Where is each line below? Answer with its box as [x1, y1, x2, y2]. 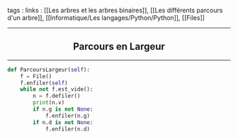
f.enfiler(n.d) [45, 126, 91, 133]
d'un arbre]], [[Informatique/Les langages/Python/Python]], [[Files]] [7, 13, 205, 22]
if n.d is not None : [33, 118, 93, 126]
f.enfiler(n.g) [45, 112, 91, 119]
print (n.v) [33, 99, 65, 106]
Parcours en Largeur [73, 40, 165, 52]
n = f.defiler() [33, 92, 81, 100]
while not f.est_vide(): [20, 86, 93, 93]
